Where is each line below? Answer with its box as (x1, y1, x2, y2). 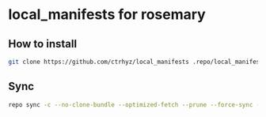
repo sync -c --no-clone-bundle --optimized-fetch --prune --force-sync (8, 100, 253, 108)
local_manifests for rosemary (8, 6, 206, 24)
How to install (8, 37, 78, 51)
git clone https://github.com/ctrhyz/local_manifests (8, 58, 190, 66)
